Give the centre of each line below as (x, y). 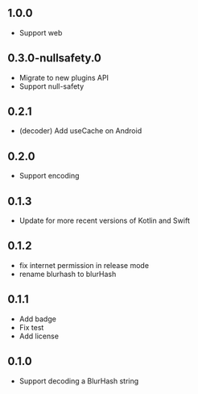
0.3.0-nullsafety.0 (55, 59)
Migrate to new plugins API (64, 78)
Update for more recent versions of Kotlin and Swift (104, 220)
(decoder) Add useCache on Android (80, 131)
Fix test (31, 327)
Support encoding (49, 176)
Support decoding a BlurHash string (79, 381)
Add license (39, 336)
